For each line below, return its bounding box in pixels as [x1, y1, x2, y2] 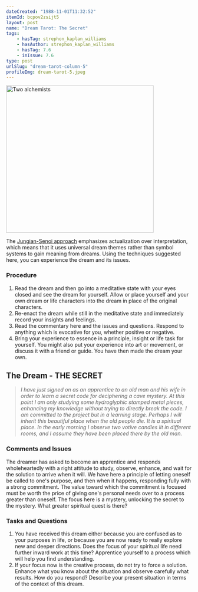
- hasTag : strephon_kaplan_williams [16, 36, 107, 42]
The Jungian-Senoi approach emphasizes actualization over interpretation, [6, 238, 188, 245]
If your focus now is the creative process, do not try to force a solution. [14, 561, 187, 568]
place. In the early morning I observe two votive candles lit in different [20, 424, 192, 431]
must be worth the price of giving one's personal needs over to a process [6, 489, 184, 496]
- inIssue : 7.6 [16, 52, 54, 58]
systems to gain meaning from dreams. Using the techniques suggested [6, 250, 181, 257]
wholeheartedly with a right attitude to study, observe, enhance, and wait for [6, 464, 192, 472]
